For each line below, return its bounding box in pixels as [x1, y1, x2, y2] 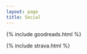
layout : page [6, 8, 38, 15]
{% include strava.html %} [6, 42, 70, 49]
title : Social [6, 14, 41, 20]
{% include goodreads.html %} [6, 30, 82, 37]
